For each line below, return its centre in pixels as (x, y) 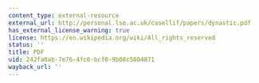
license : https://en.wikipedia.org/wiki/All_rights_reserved (112, 38)
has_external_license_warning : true (69, 30)
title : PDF (26, 52)
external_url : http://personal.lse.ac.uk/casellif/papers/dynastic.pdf (129, 23)
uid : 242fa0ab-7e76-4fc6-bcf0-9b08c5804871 (82, 60)
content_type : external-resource (64, 15)
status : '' (26, 45)
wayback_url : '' (35, 67)
